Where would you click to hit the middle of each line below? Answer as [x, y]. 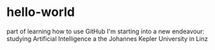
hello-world [41, 12]
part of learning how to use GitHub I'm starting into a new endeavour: [106, 31]
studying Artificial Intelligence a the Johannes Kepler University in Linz [108, 38]
